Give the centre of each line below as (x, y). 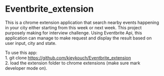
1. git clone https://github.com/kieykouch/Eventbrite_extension (68, 57)
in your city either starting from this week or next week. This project (73, 27)
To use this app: (21, 53)
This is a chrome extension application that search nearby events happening (82, 22)
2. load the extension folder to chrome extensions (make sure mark (73, 63)
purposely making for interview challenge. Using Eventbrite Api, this (74, 33)
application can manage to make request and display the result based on (78, 38)
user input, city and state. (31, 43)
